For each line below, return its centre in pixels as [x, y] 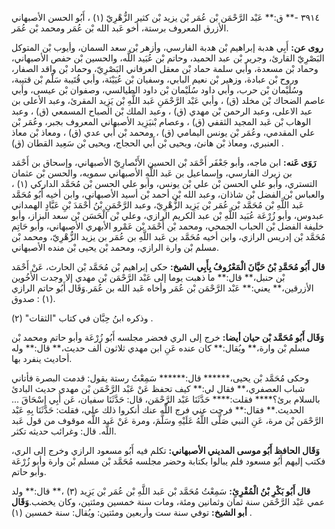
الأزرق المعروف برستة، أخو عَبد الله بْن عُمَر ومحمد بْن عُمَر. [120, 28]
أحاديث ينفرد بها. [42, 358]
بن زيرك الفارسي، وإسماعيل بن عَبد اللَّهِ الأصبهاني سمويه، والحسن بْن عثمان [152, 173]
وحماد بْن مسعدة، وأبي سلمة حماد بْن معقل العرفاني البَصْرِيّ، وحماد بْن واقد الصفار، [165, 68]
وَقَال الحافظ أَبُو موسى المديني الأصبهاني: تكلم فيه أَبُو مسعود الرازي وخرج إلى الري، [165, 450]
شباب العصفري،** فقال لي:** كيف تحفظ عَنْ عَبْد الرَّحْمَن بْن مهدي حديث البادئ [158, 388]
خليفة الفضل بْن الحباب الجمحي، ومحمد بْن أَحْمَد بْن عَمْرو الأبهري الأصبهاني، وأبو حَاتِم [167, 226]
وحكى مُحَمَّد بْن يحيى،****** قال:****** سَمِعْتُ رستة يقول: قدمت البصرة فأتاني [160, 378]
